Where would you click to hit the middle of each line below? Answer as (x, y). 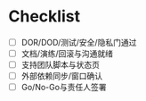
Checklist (45, 17)
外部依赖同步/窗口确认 (62, 76)
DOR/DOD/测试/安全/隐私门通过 (79, 42)
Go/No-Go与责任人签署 (64, 88)
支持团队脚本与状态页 (60, 65)
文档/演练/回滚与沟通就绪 (67, 54)
